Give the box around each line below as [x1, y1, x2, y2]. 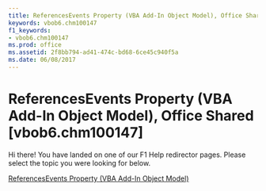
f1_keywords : [8, 26, 51, 34]
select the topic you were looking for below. [8, 158, 151, 167]
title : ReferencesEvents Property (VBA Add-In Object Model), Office [8, 11, 243, 20]
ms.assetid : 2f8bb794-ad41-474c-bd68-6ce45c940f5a [8, 48, 179, 56]
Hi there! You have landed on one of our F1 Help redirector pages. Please [8, 150, 246, 159]
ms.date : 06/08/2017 [8, 56, 77, 64]
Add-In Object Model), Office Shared [8, 107, 255, 125]
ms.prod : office [8, 41, 62, 49]
